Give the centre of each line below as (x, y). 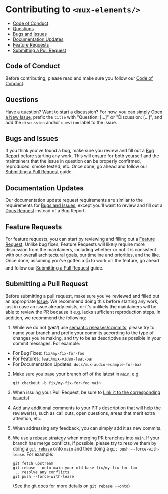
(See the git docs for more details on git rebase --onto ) (71, 486)
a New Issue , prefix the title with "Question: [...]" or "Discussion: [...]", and (84, 117)
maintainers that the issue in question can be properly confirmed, (73, 161)
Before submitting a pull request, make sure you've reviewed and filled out (82, 296)
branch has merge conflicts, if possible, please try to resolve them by (85, 443)
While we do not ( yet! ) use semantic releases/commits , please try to (83, 327)
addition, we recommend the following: (46, 318)
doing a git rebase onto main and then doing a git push (70, 448)
